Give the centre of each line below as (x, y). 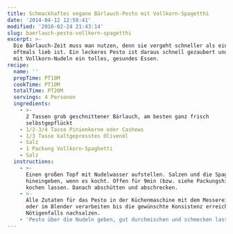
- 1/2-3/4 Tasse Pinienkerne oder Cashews (82, 129)
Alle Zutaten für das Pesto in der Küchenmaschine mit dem (112, 200)
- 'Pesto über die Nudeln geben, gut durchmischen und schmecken (116, 219)
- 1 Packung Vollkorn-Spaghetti (66, 149)
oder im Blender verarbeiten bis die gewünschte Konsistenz (114, 207)
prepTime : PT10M (37, 78)
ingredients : (32, 104)
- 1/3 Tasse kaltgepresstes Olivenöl (74, 136)
